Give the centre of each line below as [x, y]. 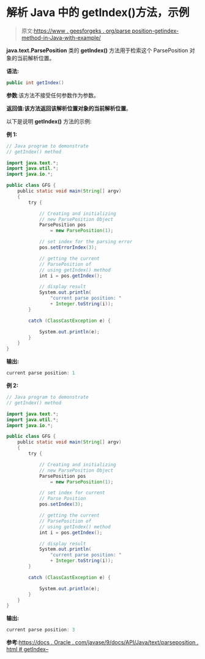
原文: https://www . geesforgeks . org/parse [76, 31]
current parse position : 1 [41, 373]
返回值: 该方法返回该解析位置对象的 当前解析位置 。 [69, 108]
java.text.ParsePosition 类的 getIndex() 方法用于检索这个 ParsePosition [97, 50]
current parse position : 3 [41, 630]
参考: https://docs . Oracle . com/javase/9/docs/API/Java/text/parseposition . [102, 642]
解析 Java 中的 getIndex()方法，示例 [98, 13]
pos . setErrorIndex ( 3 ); [68, 248]
